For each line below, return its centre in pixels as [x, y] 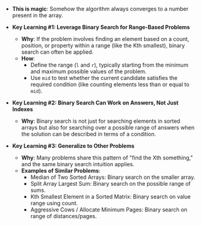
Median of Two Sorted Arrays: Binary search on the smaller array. [113, 177]
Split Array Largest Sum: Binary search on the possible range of [111, 184]
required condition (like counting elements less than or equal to [110, 84]
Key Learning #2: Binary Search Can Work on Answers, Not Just [95, 103]
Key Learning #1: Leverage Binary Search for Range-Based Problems [101, 27]
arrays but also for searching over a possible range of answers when [108, 127]
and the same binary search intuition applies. [78, 164]
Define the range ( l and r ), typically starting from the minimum [109, 65]
